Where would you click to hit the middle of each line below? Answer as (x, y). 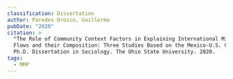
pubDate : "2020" (31, 26)
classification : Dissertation (51, 13)
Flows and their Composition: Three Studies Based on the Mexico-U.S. (118, 45)
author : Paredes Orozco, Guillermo (59, 20)
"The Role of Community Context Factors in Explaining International (116, 39)
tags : (15, 58)
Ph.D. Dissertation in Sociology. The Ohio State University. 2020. (114, 52)
